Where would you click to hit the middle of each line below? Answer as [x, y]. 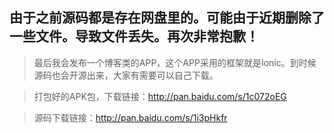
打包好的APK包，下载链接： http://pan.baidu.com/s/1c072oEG [160, 96]
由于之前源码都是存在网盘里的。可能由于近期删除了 [167, 18]
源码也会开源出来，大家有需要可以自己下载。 [126, 75]
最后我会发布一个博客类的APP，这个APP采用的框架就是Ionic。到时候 [175, 62]
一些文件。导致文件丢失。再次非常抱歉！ [134, 36]
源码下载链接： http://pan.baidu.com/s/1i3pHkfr [130, 117]
